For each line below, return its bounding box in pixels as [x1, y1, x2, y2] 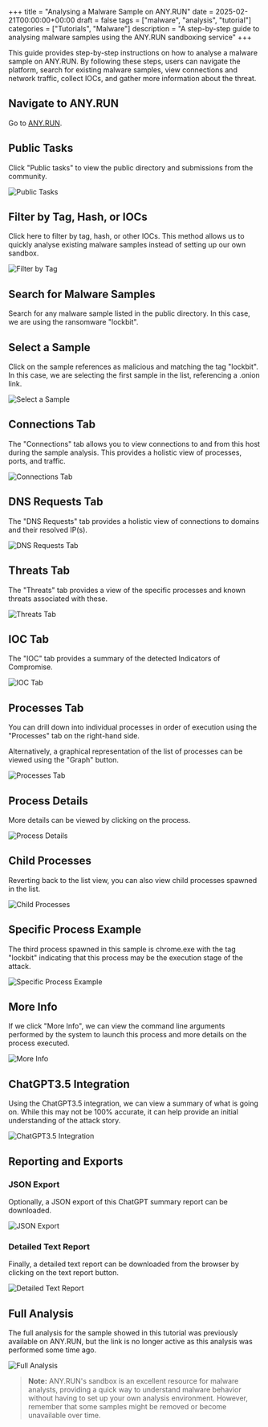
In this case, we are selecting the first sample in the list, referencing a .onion [8, 370, 261, 380]
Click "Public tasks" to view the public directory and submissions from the [8, 162, 254, 172]
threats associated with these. [8, 594, 108, 603]
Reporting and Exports [8, 1155, 124, 1168]
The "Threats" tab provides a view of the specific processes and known [8, 585, 246, 595]
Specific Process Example [8, 923, 142, 937]
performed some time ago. [8, 1345, 97, 1355]
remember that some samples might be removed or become [27, 1401, 227, 1411]
